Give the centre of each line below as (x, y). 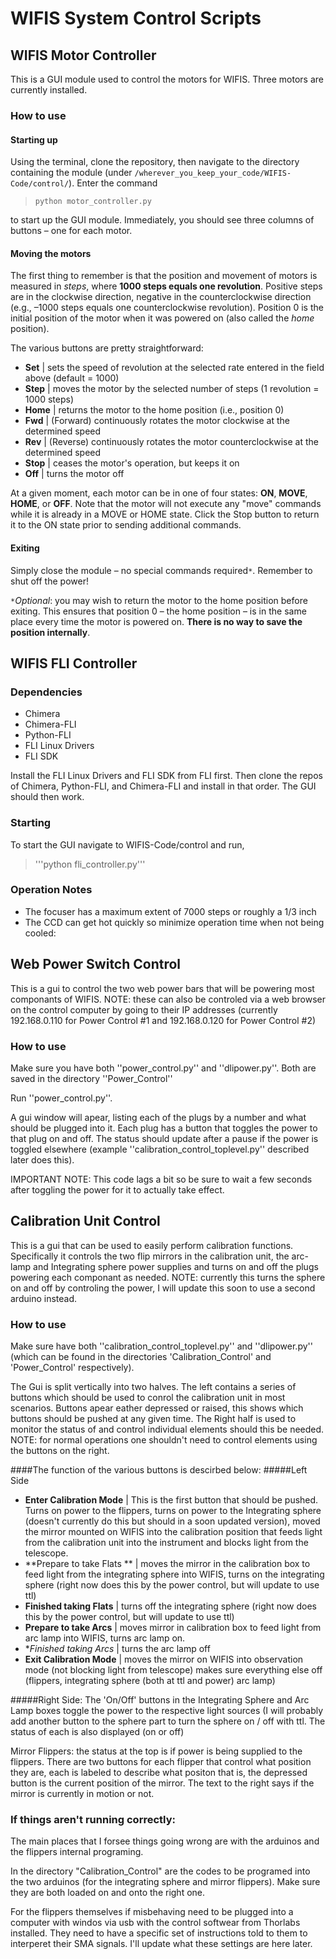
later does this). (42, 1159)
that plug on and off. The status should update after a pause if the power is (164, 1138)
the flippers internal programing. (77, 1852)
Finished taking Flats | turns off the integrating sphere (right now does (170, 1606)
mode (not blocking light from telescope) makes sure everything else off (173, 1670)
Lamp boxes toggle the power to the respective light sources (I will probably (167, 1711)
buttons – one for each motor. (71, 231)
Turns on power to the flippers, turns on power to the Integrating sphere (173, 1511)
